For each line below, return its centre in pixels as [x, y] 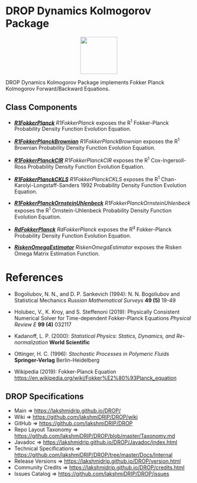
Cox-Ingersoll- [169, 160]
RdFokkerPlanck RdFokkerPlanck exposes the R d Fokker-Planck [93, 229]
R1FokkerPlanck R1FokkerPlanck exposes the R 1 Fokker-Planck [91, 122]
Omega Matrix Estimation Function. [57, 253]
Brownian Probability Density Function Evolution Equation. [85, 148]
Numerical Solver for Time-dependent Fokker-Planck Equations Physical [103, 318]
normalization [31, 342]
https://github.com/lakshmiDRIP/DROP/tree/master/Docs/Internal [93, 455]
